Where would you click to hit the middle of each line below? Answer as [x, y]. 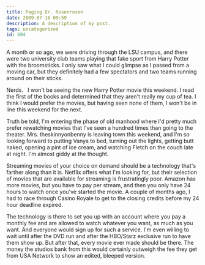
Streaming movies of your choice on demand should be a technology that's [101, 166]
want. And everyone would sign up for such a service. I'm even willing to [98, 230]
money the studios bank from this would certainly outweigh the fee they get [102, 249]
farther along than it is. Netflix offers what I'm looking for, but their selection [102, 173]
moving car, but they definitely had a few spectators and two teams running [102, 72]
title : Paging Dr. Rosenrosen [45, 12]
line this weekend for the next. [44, 110]
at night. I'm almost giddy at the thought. [58, 154]
